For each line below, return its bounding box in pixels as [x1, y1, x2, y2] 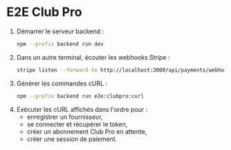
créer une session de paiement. [26, 135, 118, 143]
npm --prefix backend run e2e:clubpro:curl [16, 92, 145, 99]
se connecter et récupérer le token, [26, 119, 128, 128]
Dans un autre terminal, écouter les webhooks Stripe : [16, 53, 170, 61]
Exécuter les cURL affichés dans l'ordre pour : [16, 105, 148, 113]
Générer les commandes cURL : [16, 79, 108, 87]
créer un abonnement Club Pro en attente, [26, 127, 147, 135]
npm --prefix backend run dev [16, 40, 104, 47]
